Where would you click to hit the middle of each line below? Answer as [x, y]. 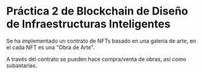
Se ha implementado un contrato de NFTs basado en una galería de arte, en [101, 41]
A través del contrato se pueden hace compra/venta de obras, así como [96, 59]
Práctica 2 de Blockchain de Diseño [97, 11]
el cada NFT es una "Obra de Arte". [50, 47]
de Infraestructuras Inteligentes [89, 24]
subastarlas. [22, 66]
